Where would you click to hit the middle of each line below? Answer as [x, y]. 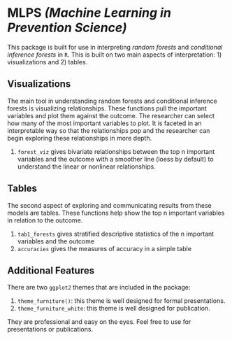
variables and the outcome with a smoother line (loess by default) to [116, 159]
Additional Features [51, 270]
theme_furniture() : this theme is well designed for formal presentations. [121, 301]
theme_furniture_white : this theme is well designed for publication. [114, 309]
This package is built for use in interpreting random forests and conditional [115, 47]
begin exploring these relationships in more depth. [80, 138]
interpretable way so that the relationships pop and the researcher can [109, 130]
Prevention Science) [67, 28]
